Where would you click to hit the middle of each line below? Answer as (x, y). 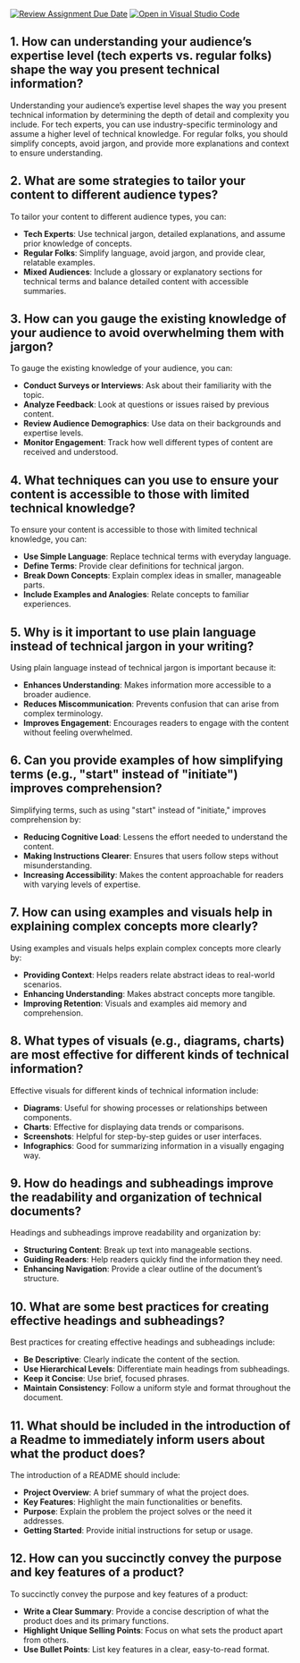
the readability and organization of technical (136, 1197)
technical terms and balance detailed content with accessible (136, 281)
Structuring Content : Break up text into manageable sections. (137, 1250)
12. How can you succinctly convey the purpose (146, 1559)
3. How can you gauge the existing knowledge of (148, 319)
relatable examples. (59, 262)
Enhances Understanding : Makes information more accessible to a (147, 685)
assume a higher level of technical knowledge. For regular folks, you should (149, 133)
